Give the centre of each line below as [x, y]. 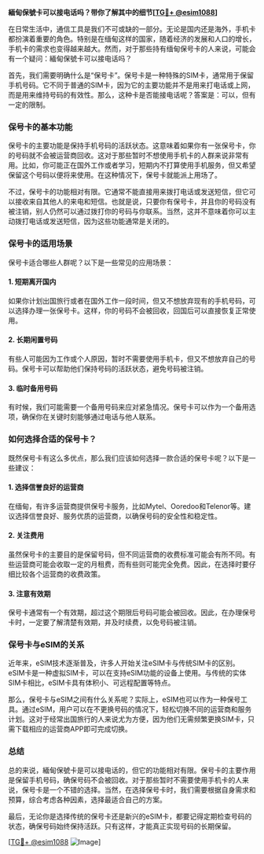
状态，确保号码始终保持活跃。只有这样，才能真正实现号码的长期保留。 [122, 826]
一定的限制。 [29, 105]
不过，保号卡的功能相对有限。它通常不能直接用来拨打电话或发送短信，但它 [128, 192]
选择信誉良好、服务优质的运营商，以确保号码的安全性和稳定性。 [118, 516]
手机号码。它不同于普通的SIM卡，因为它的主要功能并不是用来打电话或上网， [132, 85]
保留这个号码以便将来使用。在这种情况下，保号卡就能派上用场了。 [115, 175]
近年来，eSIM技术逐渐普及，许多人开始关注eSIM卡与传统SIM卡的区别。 [124, 663]
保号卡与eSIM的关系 [46, 645]
